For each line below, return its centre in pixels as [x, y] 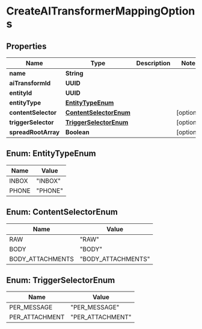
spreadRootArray [35, 132]
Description [153, 63]
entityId [21, 93]
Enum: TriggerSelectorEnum [61, 280]
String [74, 73]
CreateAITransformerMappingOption [101, 11]
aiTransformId [30, 83]
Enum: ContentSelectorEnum [62, 212]
